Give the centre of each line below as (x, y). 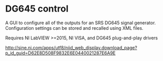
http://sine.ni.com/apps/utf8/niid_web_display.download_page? (71, 47)
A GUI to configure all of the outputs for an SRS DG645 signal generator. (80, 23)
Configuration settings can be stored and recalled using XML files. (74, 28)
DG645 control (37, 9)
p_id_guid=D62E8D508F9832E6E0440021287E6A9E (60, 53)
